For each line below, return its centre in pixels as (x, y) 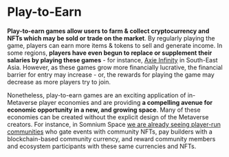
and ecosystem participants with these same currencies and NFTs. (102, 146)
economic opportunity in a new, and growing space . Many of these (104, 110)
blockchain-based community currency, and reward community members (111, 138)
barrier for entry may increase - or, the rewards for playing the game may (111, 74)
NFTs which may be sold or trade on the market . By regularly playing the (111, 38)
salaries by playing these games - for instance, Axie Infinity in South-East (112, 60)
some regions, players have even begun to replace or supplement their (110, 53)
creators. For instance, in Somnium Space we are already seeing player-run (114, 124)
